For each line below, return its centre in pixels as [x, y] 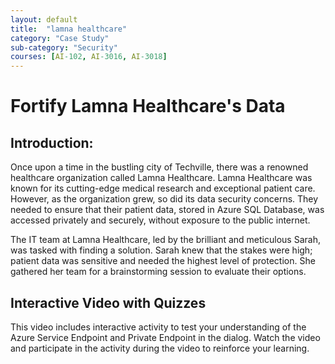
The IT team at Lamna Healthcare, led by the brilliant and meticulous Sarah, [165, 240]
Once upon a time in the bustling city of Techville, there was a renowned [159, 167]
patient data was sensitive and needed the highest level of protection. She [163, 261]
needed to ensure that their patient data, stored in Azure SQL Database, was [167, 210]
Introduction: [52, 142]
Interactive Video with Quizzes [108, 302]
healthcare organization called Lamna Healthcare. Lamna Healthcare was [161, 178]
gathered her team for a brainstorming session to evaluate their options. [158, 272]
